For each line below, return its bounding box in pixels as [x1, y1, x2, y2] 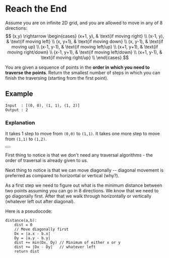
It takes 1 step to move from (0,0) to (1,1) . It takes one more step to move [5, 131, 160, 137]
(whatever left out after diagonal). [5, 198, 75, 204]
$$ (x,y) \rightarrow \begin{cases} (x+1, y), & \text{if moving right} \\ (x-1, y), [5, 33, 164, 39]
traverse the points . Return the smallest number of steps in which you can [5, 69, 160, 76]
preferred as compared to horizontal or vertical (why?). [5, 173, 120, 179]
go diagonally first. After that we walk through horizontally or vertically [5, 193, 152, 199]
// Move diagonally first [14, 227, 69, 232]
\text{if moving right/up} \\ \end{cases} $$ [40, 54, 129, 61]
